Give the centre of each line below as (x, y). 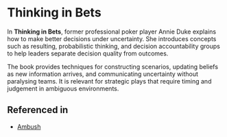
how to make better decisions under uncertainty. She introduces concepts (112, 38)
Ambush (29, 126)
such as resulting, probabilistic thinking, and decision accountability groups (114, 46)
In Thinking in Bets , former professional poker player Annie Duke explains (112, 32)
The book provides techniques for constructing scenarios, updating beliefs (112, 66)
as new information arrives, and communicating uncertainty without (103, 74)
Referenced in (38, 110)
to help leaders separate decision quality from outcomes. (88, 53)
